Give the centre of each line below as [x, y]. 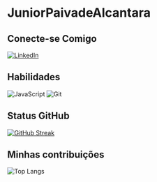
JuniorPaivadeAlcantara [79, 13]
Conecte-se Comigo [52, 39]
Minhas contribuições [56, 155]
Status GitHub [38, 116]
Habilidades [34, 77]
